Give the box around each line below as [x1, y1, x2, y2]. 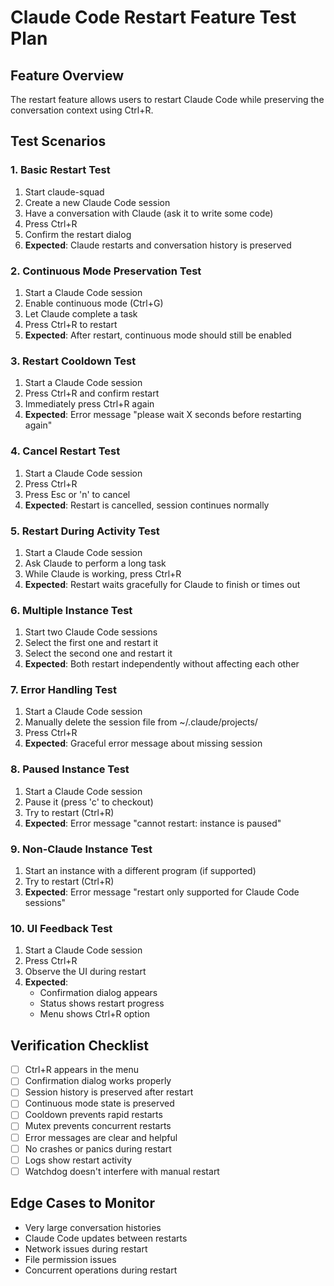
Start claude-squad [24, 186, 105, 198]
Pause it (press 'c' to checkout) [24, 796, 154, 808]
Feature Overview [10, 67, 125, 84]
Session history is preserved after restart [24, 1086, 194, 1098]
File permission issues [24, 1253, 117, 1265]
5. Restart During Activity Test [10, 524, 160, 538]
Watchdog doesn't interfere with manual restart [24, 1165, 220, 1177]
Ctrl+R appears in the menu [24, 1064, 139, 1076]
